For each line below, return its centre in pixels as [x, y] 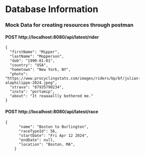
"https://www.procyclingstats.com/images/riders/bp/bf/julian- [73, 79]
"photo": [19, 74]
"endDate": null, [37, 140]
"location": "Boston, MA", [47, 144]
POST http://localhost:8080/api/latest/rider [52, 37]
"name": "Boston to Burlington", [54, 127]
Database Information [52, 9]
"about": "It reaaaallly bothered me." [52, 96]
